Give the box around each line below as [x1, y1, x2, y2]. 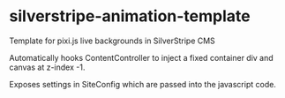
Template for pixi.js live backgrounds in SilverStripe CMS [9, 35, 216, 46]
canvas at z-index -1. [9, 62, 86, 72]
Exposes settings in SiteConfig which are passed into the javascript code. [9, 79, 276, 89]
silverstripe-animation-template [9, 6, 251, 26]
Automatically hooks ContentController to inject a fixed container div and [9, 52, 274, 63]
